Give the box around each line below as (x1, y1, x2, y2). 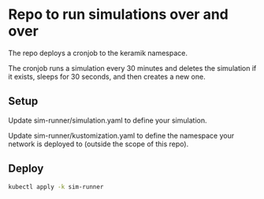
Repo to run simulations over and (8, 6, 229, 24)
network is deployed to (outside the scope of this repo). (8, 139, 189, 149)
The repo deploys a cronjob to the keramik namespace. (8, 48, 188, 57)
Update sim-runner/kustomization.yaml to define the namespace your (8, 131, 235, 140)
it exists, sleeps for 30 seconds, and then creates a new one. (8, 72, 206, 81)
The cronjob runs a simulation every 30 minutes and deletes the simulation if (8, 63, 257, 72)
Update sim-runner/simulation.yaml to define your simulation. (8, 116, 207, 125)
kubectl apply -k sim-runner (8, 182, 104, 190)
